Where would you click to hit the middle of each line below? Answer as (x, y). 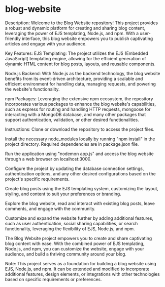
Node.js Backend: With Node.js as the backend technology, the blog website (83, 73)
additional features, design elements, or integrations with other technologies (82, 274)
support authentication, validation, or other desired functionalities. (72, 120)
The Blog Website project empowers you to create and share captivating (79, 238)
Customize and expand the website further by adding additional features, (79, 218)
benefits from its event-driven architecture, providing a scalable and (74, 79)
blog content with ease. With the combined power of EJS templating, (75, 244)
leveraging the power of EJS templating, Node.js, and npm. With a (72, 33)
